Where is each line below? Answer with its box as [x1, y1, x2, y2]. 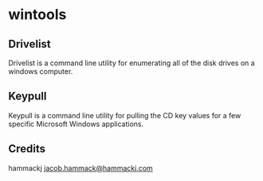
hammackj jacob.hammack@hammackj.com [8, 163, 153, 172]
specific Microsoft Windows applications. [8, 119, 144, 129]
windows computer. [8, 67, 73, 76]
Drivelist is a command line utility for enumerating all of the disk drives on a [8, 58, 255, 67]
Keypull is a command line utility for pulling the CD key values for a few [8, 110, 241, 120]
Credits [8, 142, 46, 156]
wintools [8, 6, 67, 24]
